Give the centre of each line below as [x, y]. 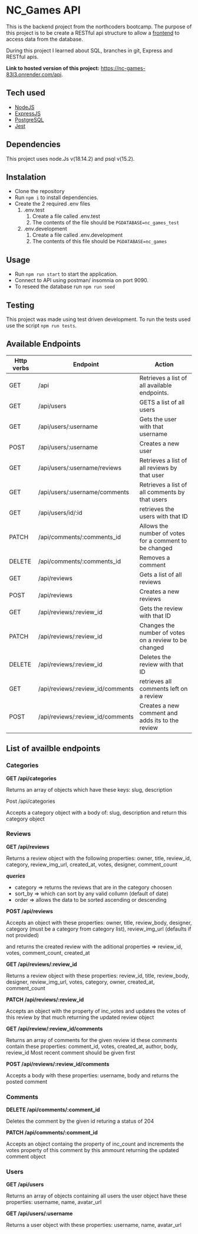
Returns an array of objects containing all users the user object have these [97, 1196]
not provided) [23, 935]
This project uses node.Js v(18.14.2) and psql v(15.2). [70, 158]
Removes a [155, 557]
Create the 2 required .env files [52, 204]
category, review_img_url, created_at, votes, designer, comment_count [92, 864]
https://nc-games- [123, 68]
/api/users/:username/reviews [80, 468]
